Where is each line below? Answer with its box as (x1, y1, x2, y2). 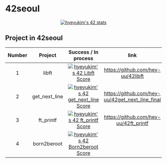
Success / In (68, 48, 98, 55)
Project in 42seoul (5, 34, 63, 42)
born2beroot (33, 140, 63, 147)
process (74, 55, 93, 62)
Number (7, 52, 27, 59)
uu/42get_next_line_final (103, 96, 162, 103)
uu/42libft (121, 73, 144, 80)
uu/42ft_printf (116, 120, 149, 127)
